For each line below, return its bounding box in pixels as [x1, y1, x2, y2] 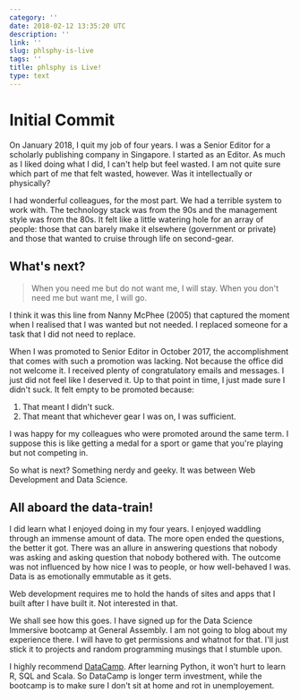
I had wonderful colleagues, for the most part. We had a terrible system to [9, 194, 282, 206]
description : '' [9, 30, 70, 38]
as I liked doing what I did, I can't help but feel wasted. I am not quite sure [9, 158, 281, 169]
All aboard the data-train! [9, 499, 154, 515]
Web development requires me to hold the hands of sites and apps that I [9, 588, 276, 600]
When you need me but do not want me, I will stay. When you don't [30, 283, 279, 294]
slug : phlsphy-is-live [9, 47, 94, 55]
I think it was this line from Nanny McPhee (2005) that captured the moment [9, 310, 290, 320]
